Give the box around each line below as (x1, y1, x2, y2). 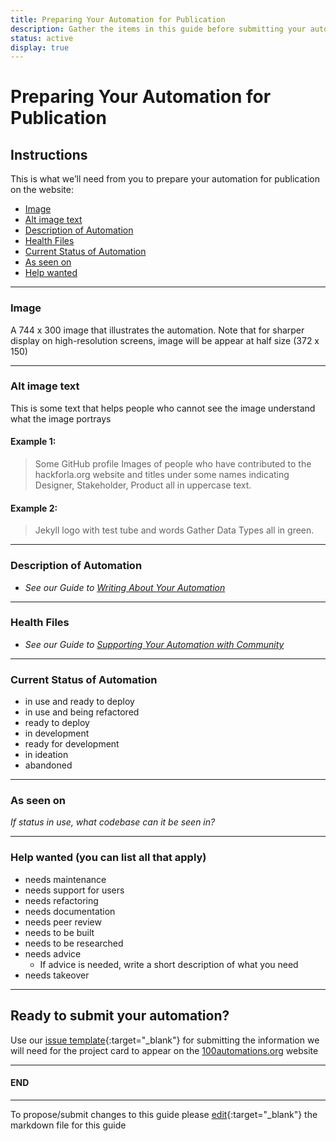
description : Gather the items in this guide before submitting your (10, 24, 307, 34)
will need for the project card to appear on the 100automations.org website (10, 1044, 319, 1056)
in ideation (24, 749, 69, 761)
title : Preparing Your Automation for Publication (10, 14, 226, 25)
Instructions (10, 146, 88, 163)
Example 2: (10, 502, 58, 514)
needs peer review (24, 916, 102, 928)
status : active (10, 33, 74, 43)
